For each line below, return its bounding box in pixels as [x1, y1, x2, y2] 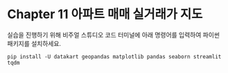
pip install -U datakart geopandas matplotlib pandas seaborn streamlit [7, 53, 222, 60]
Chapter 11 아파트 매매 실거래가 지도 [7, 6, 203, 22]
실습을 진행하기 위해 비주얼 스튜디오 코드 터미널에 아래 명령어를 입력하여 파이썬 [7, 31, 220, 39]
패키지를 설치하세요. [7, 39, 61, 47]
